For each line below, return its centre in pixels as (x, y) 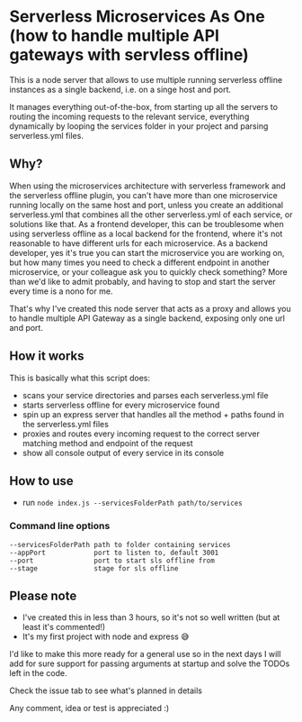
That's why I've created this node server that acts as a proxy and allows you (150, 308)
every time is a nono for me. (61, 291)
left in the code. (38, 673)
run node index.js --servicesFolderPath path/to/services (132, 503)
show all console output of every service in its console (123, 452)
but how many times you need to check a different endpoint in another (139, 262)
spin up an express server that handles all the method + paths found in (153, 414)
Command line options (60, 526)
